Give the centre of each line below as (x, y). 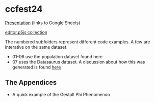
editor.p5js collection (26, 32)
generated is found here (37, 67)
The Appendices (31, 83)
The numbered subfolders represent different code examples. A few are (78, 42)
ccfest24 (24, 9)
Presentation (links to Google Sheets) (43, 23)
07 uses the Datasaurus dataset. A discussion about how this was (78, 62)
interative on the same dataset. (36, 47)
